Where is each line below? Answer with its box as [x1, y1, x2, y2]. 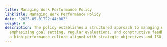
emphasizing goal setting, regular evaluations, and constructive [9, 30, 150, 35]
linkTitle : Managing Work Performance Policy [5, 12, 101, 17]
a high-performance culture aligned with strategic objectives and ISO [9, 35, 162, 40]
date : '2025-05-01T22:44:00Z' [5, 16, 68, 21]
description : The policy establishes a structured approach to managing [5, 25, 159, 30]
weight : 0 [5, 21, 26, 26]
